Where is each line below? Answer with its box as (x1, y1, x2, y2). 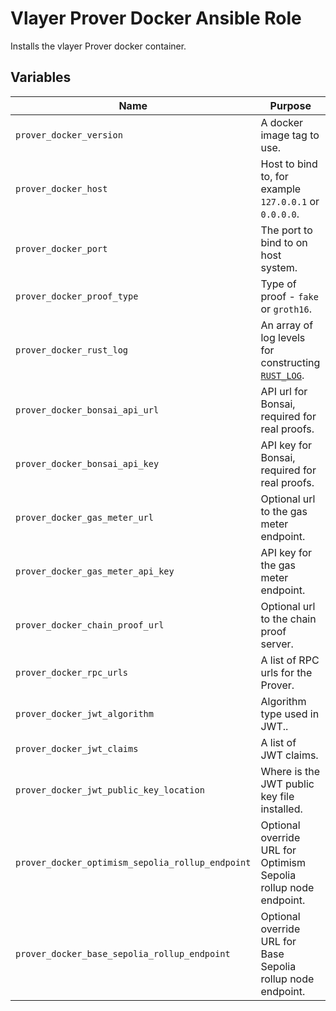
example (260, 182, 302, 196)
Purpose (269, 98, 312, 112)
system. (260, 260, 298, 274)
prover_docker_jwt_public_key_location (15, 784, 205, 796)
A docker (260, 115, 304, 129)
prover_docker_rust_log (15, 344, 129, 356)
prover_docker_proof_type (15, 290, 139, 302)
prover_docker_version (15, 129, 123, 141)
